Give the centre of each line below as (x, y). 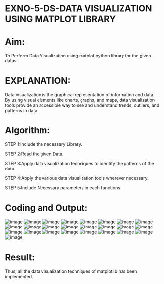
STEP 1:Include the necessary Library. (44, 144)
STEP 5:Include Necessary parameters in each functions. (63, 188)
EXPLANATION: (38, 81)
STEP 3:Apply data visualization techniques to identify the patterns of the (80, 163)
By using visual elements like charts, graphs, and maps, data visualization (80, 100)
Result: (20, 257)
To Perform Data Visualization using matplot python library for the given (78, 56)
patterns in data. (22, 111)
